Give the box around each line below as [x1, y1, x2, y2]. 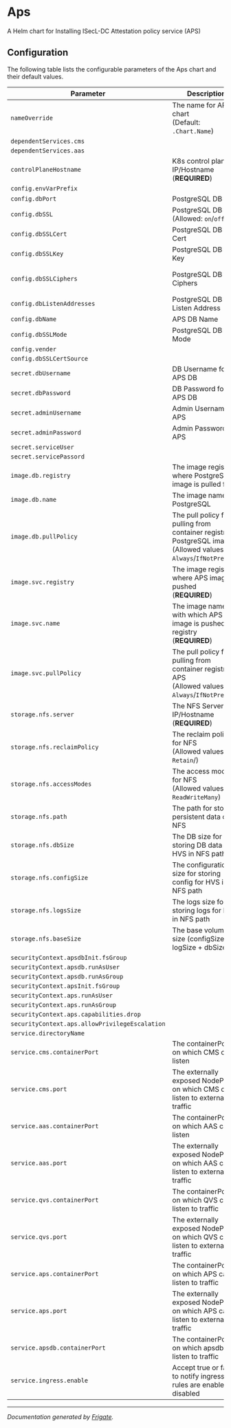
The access [172, 766, 210, 776]
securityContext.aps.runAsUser [10, 991, 113, 999]
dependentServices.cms [10, 137, 85, 145]
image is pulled [172, 479, 221, 489]
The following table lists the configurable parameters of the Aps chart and [7, 65, 217, 73]
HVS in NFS [172, 848, 210, 858]
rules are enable [172, 1380, 225, 1389]
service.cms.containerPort [10, 1048, 99, 1056]
